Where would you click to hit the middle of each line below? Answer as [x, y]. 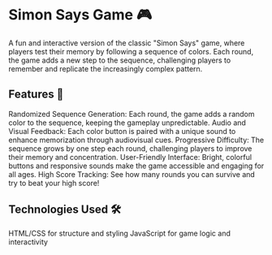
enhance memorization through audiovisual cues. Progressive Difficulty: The [136, 140]
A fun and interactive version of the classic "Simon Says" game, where [127, 43]
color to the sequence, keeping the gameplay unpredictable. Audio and [127, 123]
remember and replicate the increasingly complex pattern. [106, 68]
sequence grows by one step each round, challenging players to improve [130, 148]
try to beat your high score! [54, 183]
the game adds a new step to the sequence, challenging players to [120, 60]
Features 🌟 [36, 95]
